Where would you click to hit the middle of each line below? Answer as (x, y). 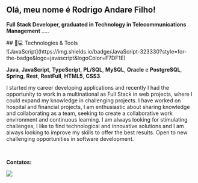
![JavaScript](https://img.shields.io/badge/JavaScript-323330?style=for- (97, 51)
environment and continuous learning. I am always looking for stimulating (97, 119)
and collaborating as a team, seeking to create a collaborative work (89, 113)
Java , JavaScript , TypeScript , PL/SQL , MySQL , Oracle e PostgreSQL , (94, 69)
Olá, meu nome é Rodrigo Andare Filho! (81, 10)
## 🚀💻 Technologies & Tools (42, 43)
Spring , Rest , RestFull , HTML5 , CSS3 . (54, 76)
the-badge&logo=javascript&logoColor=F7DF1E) (66, 58)
